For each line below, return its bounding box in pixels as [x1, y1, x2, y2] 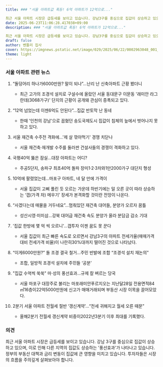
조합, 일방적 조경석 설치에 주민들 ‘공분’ [19, 260, 92, 265]
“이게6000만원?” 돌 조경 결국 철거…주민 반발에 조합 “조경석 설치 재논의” [12, 249, 149, 255]
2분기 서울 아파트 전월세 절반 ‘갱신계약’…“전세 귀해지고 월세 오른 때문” [12, 303, 145, 309]
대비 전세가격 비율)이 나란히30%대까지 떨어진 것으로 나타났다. [19, 239, 137, 245]
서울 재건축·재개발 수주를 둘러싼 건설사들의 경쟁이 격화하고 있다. [19, 144, 140, 150]
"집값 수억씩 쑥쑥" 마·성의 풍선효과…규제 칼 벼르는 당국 [12, 270, 116, 276]
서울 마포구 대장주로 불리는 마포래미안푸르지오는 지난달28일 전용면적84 [19, 280, 155, 286]
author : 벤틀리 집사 [5, 43, 42, 48]
